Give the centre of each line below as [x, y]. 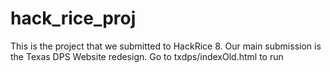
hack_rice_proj [73, 18]
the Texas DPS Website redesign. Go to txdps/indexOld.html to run [147, 56]
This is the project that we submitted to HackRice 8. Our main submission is [166, 46]
